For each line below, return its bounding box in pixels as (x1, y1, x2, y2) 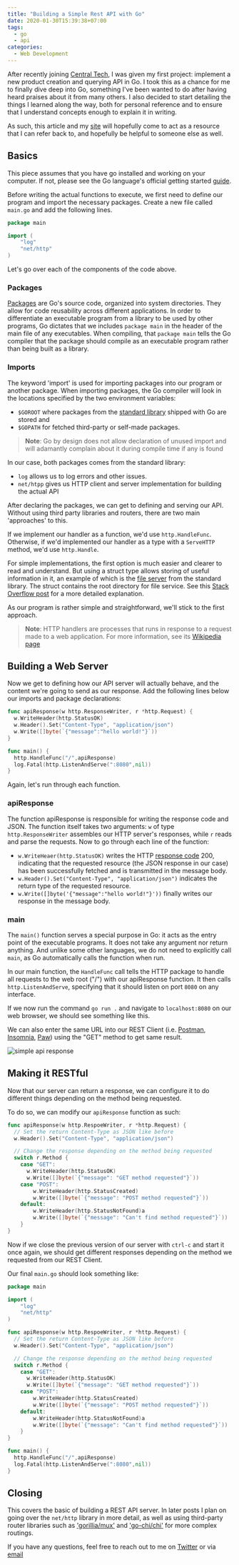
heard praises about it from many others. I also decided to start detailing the (7, 92, 231, 101)
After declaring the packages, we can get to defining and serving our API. (7, 500, 224, 509)
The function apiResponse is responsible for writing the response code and (7, 815, 229, 823)
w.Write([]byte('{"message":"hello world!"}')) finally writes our (17, 889, 213, 897)
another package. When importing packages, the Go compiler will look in (7, 386, 222, 395)
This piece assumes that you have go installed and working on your (7, 168, 205, 177)
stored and (17, 415, 50, 423)
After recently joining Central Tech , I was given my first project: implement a (7, 69, 231, 79)
